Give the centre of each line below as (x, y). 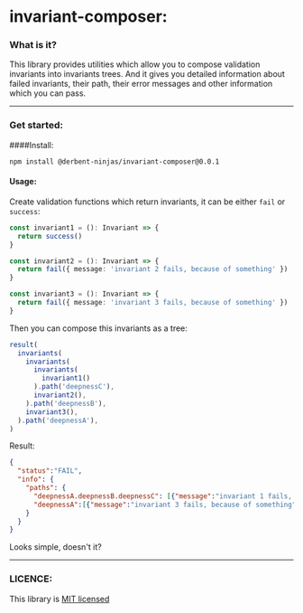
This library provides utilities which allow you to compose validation (135, 64)
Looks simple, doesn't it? (55, 547)
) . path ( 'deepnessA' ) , (58, 420)
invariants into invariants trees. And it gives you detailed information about (147, 74)
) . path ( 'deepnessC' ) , (74, 387)
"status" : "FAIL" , (50, 471)
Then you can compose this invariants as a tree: (98, 328)
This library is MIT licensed (60, 599)
